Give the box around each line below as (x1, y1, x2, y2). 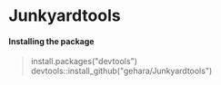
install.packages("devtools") (30, 56, 138, 67)
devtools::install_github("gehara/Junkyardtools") (30, 65, 213, 77)
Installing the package (8, 35, 95, 46)
